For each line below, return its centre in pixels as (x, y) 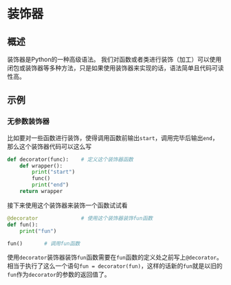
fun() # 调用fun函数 (44, 243)
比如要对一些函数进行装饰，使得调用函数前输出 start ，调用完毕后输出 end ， (113, 137)
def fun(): (23, 225)
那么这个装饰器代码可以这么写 (49, 146)
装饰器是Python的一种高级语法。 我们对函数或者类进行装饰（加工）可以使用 (114, 59)
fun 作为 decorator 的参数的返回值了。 (59, 275)
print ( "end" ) (51, 185)
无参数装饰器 (29, 122)
